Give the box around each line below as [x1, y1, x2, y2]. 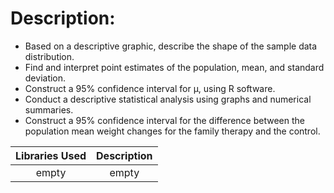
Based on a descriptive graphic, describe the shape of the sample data [24, 40, 318, 52]
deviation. [24, 72, 67, 84]
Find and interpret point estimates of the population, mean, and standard [24, 61, 325, 73]
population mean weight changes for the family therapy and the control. [24, 125, 321, 137]
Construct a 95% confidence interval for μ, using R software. [24, 82, 276, 94]
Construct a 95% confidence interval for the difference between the [24, 114, 305, 126]
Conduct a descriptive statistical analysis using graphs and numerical [24, 93, 312, 105]
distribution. [24, 50, 75, 62]
